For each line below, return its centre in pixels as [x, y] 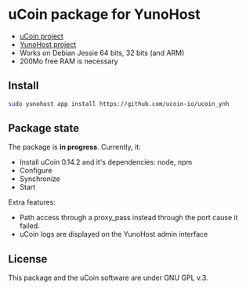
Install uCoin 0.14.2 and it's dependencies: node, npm [106, 162]
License [28, 259]
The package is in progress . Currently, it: [74, 147]
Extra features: [32, 202]
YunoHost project [48, 44]
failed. [30, 226]
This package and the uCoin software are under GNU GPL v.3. [109, 278]
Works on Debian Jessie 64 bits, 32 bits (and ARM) [102, 53]
